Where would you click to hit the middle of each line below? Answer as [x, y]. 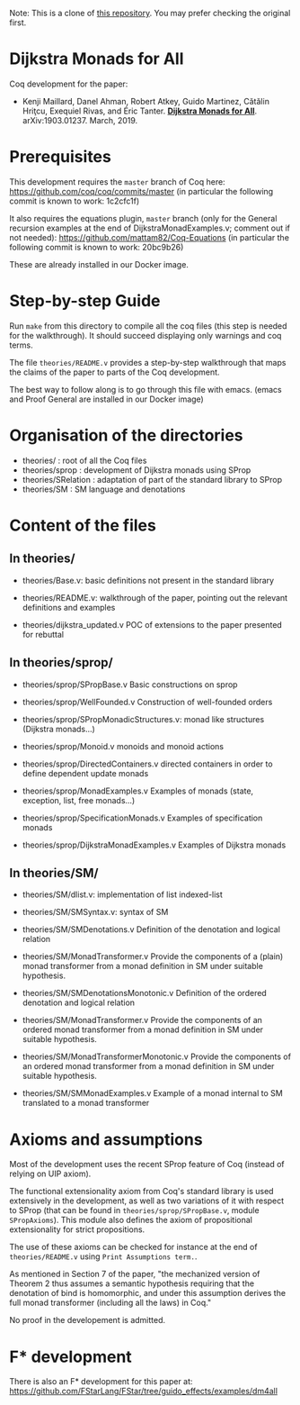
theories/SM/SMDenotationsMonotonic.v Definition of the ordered [144, 993]
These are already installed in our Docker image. [99, 264]
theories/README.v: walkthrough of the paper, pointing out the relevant [155, 597]
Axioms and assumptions [106, 1139]
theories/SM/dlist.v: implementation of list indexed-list [122, 894]
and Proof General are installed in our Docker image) [106, 399]
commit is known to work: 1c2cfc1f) [75, 201]
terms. [21, 345]
